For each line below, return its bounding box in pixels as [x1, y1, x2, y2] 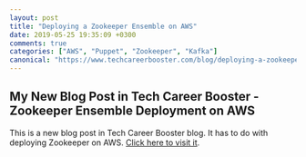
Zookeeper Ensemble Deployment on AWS [9, 103, 256, 119]
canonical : [9, 55, 51, 64]
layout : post [9, 13, 59, 23]
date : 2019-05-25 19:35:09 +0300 [9, 30, 137, 39]
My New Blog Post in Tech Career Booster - [9, 89, 260, 104]
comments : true [9, 38, 67, 48]
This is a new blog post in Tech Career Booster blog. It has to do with [9, 127, 269, 138]
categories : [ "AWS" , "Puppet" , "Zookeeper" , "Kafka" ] [9, 47, 219, 56]
